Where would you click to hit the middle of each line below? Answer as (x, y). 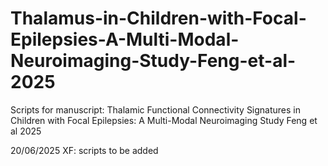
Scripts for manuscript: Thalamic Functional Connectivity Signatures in (156, 109)
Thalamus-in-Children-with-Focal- (158, 18)
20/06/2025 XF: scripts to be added (84, 150)
